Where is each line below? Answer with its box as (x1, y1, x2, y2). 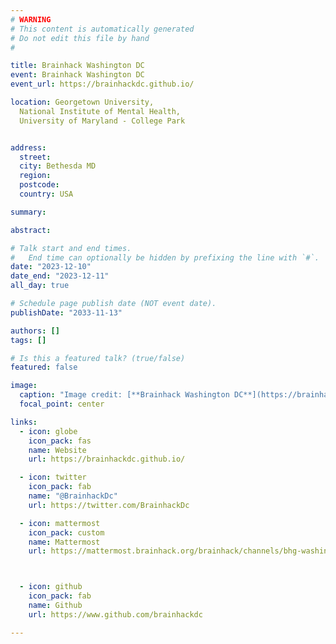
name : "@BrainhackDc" (28, 491, 118, 501)
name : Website (28, 445, 87, 455)
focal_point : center (19, 399, 105, 409)
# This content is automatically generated (10, 24, 195, 34)
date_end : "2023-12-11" (10, 271, 110, 281)
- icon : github (19, 582, 83, 592)
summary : (10, 207, 47, 217)
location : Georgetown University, (10, 97, 155, 107)
